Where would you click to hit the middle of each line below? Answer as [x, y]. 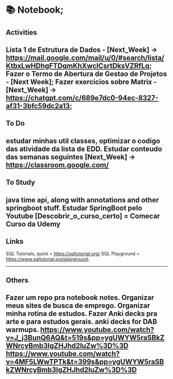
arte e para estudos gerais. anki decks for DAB [81, 322]
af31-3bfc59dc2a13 [38, 106]
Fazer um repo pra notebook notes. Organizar [80, 298]
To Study [21, 183]
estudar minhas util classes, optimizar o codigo [83, 141]
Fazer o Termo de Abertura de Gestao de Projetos [86, 74]
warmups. [22, 330]
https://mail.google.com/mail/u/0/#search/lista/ [85, 58]
